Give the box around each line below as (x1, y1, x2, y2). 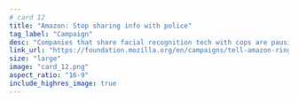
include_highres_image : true (9, 79, 117, 88)
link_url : (9, 46, 46, 55)
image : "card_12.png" (9, 63, 90, 72)
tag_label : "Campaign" (9, 29, 93, 38)
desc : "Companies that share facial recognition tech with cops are (9, 37, 268, 47)
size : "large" (9, 54, 62, 63)
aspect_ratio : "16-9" (9, 71, 90, 80)
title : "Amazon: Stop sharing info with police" (9, 21, 192, 30)
